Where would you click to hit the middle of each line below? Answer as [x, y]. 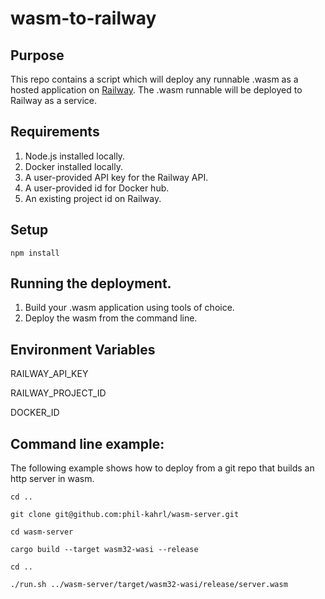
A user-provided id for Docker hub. [97, 188]
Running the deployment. [91, 283]
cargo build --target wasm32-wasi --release [104, 550]
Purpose [37, 55]
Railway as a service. [53, 100]
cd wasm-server [42, 532]
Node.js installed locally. [75, 156]
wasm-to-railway [83, 18]
